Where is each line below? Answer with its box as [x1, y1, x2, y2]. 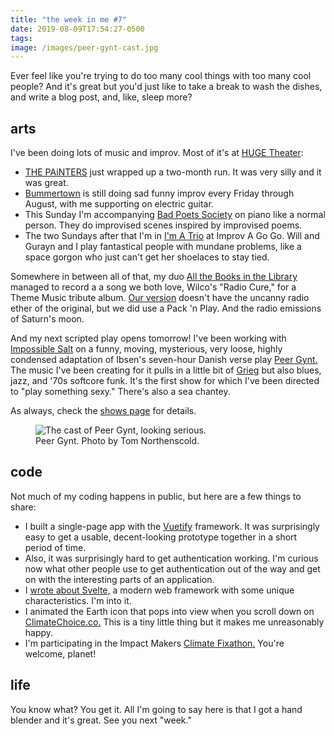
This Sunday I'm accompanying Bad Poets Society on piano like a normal [24, 209, 326, 221]
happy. [24, 626, 54, 638]
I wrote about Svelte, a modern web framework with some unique [24, 584, 295, 596]
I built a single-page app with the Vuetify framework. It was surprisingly [24, 520, 320, 532]
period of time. [24, 541, 87, 553]
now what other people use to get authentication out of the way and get [24, 562, 321, 575]
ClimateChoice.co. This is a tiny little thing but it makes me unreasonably [24, 616, 325, 628]
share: [10, 501, 37, 513]
